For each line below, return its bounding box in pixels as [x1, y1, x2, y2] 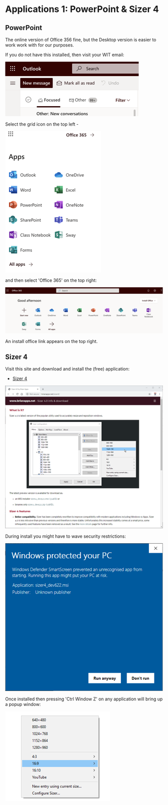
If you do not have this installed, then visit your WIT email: [5, 52, 124, 58]
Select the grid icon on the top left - [5, 121, 79, 127]
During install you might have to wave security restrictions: [5, 533, 126, 539]
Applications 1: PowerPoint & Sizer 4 [5, 4, 159, 15]
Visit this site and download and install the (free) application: [5, 366, 130, 372]
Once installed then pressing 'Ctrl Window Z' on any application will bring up [5, 696, 163, 702]
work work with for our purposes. [5, 42, 74, 48]
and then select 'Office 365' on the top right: [5, 277, 97, 283]
